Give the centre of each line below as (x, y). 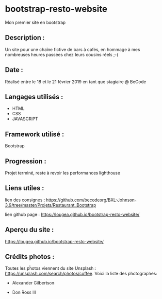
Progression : (26, 161)
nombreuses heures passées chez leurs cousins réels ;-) (62, 54)
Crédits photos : (30, 257)
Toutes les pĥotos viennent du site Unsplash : (50, 268)
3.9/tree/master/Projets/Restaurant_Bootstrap (50, 205)
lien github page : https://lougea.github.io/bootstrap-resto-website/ (72, 214)
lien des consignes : (25, 200)
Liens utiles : (25, 188)
